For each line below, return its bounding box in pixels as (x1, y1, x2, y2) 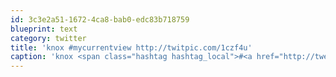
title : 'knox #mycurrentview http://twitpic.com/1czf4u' (10, 42, 253, 53)
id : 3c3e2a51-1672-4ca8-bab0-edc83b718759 (10, 14, 190, 25)
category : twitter (10, 33, 87, 43)
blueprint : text (10, 24, 78, 34)
